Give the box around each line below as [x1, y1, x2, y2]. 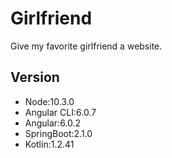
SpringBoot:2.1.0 [24, 127, 93, 139]
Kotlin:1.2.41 [24, 138, 75, 150]
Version [10, 69, 60, 86]
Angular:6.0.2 [24, 117, 82, 129]
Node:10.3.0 [24, 95, 75, 107]
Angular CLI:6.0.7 [24, 106, 97, 118]
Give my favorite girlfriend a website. [10, 40, 163, 52]
